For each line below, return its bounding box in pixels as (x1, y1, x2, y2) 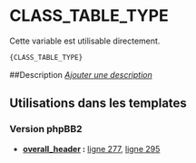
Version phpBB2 (9, 123, 83, 136)
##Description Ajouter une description (9, 69, 152, 80)
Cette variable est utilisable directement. (9, 35, 161, 46)
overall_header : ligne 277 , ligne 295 (22, 143, 161, 154)
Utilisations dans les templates (9, 96, 188, 111)
